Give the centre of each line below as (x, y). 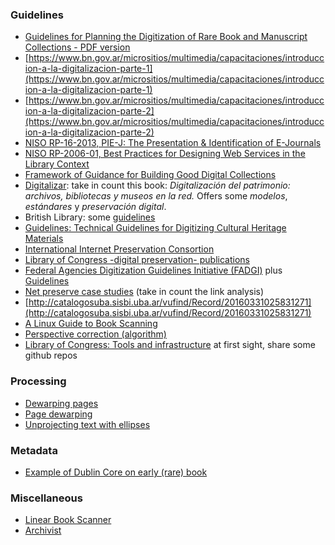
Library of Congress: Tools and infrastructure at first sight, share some (170, 345)
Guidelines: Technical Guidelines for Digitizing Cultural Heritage (155, 228)
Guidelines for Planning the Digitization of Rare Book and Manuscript (166, 37)
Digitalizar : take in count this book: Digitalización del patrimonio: (157, 185)
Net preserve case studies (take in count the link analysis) (144, 292)
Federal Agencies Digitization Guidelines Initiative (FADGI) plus (153, 270)
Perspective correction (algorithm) (95, 334)
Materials (44, 239)
